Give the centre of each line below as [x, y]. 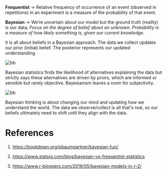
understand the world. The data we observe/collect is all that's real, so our [82, 107]
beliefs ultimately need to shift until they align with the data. [66, 113]
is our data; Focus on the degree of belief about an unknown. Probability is [82, 27]
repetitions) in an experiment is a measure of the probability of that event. [81, 12]
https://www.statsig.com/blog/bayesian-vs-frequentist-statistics [79, 156]
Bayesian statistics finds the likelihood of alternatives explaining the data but [84, 72]
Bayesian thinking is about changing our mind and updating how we [75, 102]
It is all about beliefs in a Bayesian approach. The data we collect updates [81, 42]
